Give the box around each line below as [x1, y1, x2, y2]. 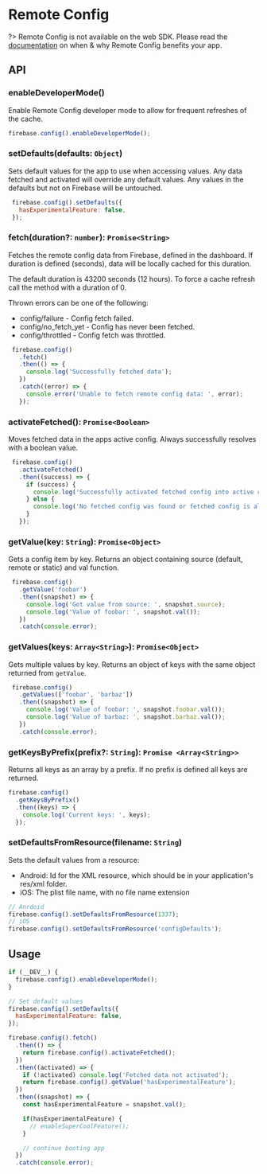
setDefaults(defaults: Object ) [8, 148, 123, 159]
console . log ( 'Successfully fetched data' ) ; [25, 368, 172, 376]
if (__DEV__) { [8, 969, 59, 977]
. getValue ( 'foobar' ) [18, 586, 87, 594]
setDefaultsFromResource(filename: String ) [8, 837, 183, 848]
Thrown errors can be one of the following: [8, 298, 149, 307]
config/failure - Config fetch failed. [19, 313, 134, 323]
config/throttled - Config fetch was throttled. [19, 330, 166, 340]
